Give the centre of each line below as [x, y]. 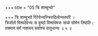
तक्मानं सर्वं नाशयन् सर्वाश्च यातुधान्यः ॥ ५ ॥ [38, 28]
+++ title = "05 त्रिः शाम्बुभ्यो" [30, 8]
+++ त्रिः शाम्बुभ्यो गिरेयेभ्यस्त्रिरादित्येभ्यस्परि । [40, 17]
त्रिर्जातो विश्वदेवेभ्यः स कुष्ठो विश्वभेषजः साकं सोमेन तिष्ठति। [49, 23]
